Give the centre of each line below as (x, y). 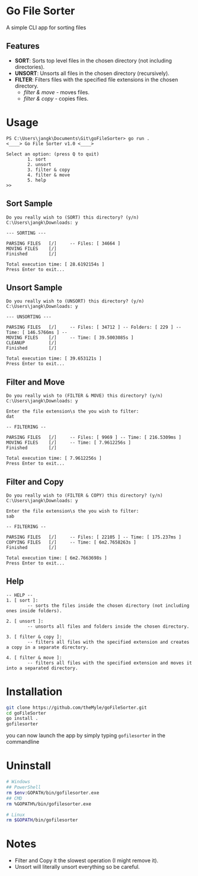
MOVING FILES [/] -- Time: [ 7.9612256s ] (69, 443)
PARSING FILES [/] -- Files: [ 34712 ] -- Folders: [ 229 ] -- (94, 328)
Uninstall (29, 766)
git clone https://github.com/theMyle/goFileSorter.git (76, 707)
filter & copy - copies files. (56, 98)
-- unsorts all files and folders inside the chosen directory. (108, 626)
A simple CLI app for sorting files (46, 27)
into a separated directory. (42, 668)
